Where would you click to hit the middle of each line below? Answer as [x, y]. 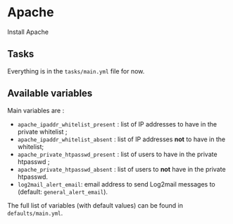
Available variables [50, 94]
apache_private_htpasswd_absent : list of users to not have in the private [122, 169]
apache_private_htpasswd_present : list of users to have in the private [117, 154]
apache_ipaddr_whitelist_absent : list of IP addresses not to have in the [121, 139]
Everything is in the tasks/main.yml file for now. [76, 71]
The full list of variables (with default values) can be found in [95, 205]
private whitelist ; [43, 131]
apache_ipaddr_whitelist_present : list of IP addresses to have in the [117, 124]
